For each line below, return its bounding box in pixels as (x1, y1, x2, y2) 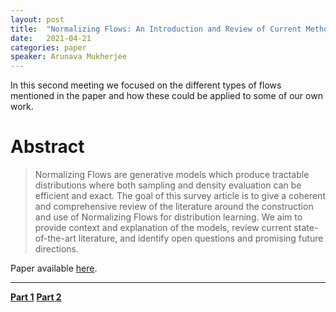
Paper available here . (10, 262, 98, 275)
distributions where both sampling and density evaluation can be (34, 179, 302, 191)
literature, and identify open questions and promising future (78, 232, 324, 245)
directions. (34, 243, 80, 255)
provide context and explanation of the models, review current (34, 222, 292, 234)
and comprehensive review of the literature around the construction (34, 201, 314, 213)
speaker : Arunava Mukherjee (10, 52, 128, 62)
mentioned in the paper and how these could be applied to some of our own (10, 90, 323, 102)
